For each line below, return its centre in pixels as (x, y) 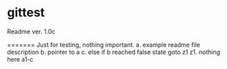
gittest (26, 13)
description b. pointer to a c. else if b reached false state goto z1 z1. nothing (114, 52)
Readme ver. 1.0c (31, 31)
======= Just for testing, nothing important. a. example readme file (104, 44)
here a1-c (21, 59)
